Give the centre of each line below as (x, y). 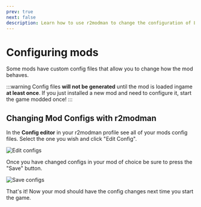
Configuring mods (52, 52)
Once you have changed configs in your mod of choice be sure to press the (99, 162)
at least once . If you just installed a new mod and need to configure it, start (99, 93)
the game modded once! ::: (39, 100)
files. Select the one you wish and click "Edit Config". (71, 139)
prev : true (20, 12)
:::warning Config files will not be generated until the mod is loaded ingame (99, 86)
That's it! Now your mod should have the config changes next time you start (100, 191)
